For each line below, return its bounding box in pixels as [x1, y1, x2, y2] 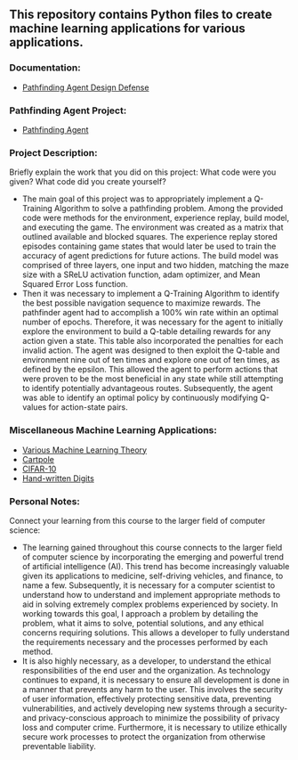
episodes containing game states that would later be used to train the [21, 241, 277, 252]
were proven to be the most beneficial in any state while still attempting [21, 373, 284, 384]
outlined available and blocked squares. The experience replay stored [21, 232, 278, 242]
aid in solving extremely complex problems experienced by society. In [21, 599, 278, 609]
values [21, 402, 47, 413]
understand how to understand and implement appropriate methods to [21, 589, 281, 600]
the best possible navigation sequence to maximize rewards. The [21, 298, 261, 308]
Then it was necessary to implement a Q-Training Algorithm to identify [21, 289, 280, 299]
